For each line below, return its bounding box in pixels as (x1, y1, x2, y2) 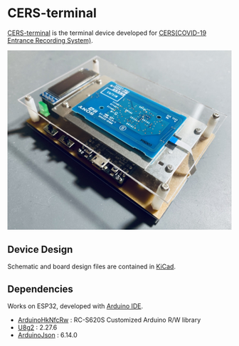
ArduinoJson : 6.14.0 (17, 331, 78, 340)
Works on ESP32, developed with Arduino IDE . (7, 302, 144, 310)
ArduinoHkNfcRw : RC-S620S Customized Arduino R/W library (17, 315, 201, 325)
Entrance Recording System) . (7, 36, 94, 44)
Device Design (7, 243, 73, 256)
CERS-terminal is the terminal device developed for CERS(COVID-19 (7, 28, 207, 37)
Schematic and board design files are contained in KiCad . (7, 262, 176, 271)
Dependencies (7, 283, 73, 295)
